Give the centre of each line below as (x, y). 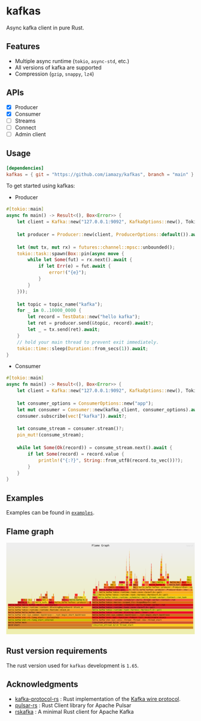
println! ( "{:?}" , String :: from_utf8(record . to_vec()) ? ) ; (111, 460)
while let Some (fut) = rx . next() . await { (80, 260)
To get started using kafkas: (41, 186)
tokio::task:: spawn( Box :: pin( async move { (71, 253)
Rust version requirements (57, 651)
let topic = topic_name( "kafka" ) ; (60, 304)
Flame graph (30, 532)
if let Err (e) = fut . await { (74, 266)
